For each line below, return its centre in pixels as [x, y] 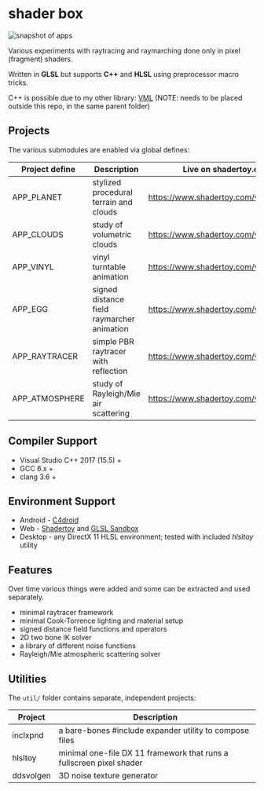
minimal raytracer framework [66, 613]
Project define [48, 169]
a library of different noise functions [77, 646]
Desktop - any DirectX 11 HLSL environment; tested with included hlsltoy [136, 537]
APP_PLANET [37, 197]
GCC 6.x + [36, 468]
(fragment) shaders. [40, 59]
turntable [109, 266]
